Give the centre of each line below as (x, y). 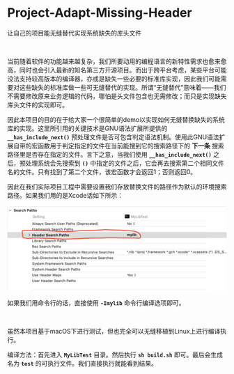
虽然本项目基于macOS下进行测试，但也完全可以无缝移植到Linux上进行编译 (114, 331)
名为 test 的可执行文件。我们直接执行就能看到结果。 (83, 363)
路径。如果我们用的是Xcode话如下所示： (65, 195)
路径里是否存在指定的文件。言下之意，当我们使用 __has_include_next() (110, 154)
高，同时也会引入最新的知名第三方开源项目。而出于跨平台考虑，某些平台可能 (117, 70)
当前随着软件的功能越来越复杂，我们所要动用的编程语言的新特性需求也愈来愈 (117, 61)
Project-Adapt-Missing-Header (100, 13)
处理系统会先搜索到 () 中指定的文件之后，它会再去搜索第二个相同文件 (125, 163)
